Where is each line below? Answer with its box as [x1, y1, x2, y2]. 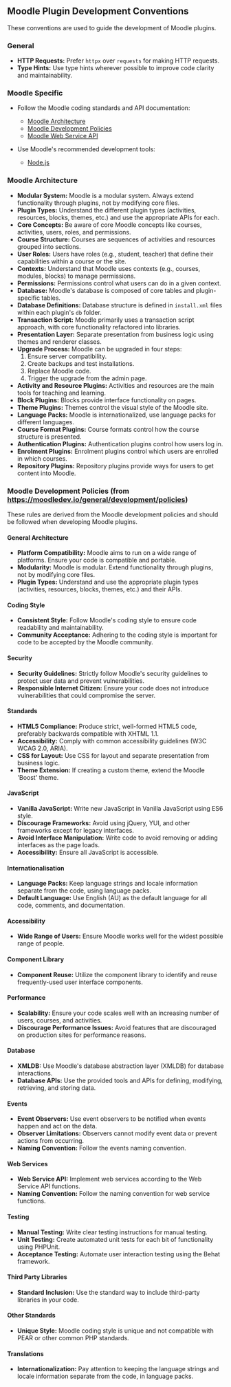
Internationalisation [7, 864, 65, 872]
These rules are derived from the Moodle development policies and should [7, 510, 219, 518]
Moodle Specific [7, 89, 63, 98]
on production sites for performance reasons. [16, 1031, 146, 1039]
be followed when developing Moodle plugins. [7, 518, 137, 525]
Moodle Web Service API [27, 132, 98, 140]
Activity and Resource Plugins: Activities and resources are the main [16, 381, 214, 389]
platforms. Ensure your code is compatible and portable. [16, 556, 177, 565]
